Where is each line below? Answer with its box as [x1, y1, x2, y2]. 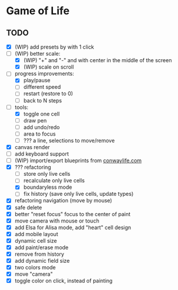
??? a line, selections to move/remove [23, 137, 115, 144]
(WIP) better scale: [14, 50, 61, 57]
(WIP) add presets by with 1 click [14, 43, 94, 50]
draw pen [23, 117, 47, 124]
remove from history [14, 250, 65, 257]
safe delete [14, 204, 42, 211]
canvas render [14, 143, 50, 150]
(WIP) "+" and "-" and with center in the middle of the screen [23, 57, 172, 64]
